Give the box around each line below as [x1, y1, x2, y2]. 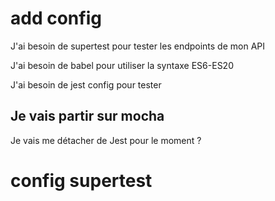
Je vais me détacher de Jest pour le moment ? [10, 134, 202, 146]
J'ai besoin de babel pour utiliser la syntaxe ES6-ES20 [10, 59, 234, 71]
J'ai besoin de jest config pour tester [10, 78, 162, 91]
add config [10, 7, 102, 30]
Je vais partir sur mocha [10, 108, 165, 125]
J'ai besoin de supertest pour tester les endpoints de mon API [10, 40, 266, 52]
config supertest [10, 169, 153, 192]
